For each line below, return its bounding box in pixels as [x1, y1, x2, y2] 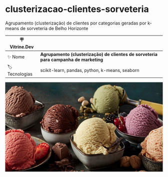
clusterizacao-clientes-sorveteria [5, 3, 149, 15]
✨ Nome [7, 53, 25, 59]
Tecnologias [7, 71, 32, 77]
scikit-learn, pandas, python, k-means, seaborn [40, 67, 139, 73]
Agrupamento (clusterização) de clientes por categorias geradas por [5, 20, 146, 26]
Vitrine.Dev [9, 44, 34, 50]
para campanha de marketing [40, 56, 103, 62]
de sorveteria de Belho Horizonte [20, 25, 88, 31]
